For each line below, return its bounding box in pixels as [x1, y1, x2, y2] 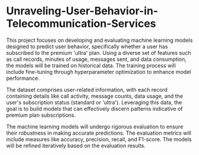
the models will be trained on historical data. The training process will [6, 61, 176, 69]
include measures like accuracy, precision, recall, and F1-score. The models [6, 135, 192, 142]
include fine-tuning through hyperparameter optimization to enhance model [6, 68, 191, 75]
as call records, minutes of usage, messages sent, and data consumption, [6, 55, 187, 63]
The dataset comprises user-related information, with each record [6, 86, 168, 93]
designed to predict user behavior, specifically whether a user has [6, 43, 168, 50]
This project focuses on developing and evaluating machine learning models [6, 36, 193, 44]
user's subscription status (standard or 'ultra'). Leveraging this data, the [6, 98, 182, 106]
